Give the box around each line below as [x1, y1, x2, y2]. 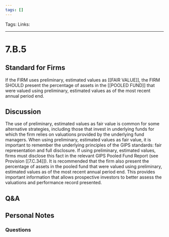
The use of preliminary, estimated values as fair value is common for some [5, 121, 160, 127]
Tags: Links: [5, 21, 30, 27]
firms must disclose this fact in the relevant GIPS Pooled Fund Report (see [5, 153, 158, 159]
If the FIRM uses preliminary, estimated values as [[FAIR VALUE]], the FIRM [5, 76, 160, 83]
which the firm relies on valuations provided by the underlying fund [5, 131, 144, 137]
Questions [5, 226, 31, 233]
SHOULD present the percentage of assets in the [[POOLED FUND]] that [5, 82, 155, 88]
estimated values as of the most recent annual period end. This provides [5, 169, 155, 175]
